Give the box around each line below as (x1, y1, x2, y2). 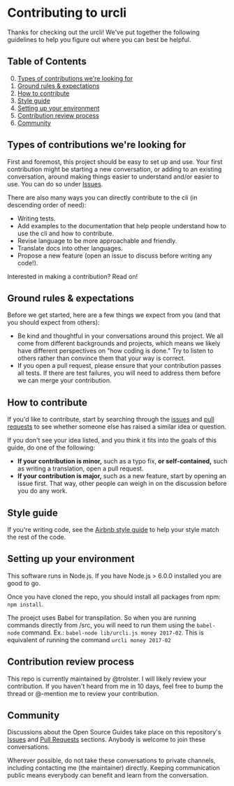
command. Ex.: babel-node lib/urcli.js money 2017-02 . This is (21, 628, 204, 637)
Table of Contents (7, 56, 87, 68)
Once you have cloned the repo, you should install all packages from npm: (7, 592, 221, 601)
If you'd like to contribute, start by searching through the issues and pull (7, 415, 214, 424)
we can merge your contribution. (17, 376, 112, 385)
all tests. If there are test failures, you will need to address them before (17, 369, 221, 378)
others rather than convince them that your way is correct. (17, 354, 186, 362)
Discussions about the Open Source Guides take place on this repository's (7, 728, 221, 736)
